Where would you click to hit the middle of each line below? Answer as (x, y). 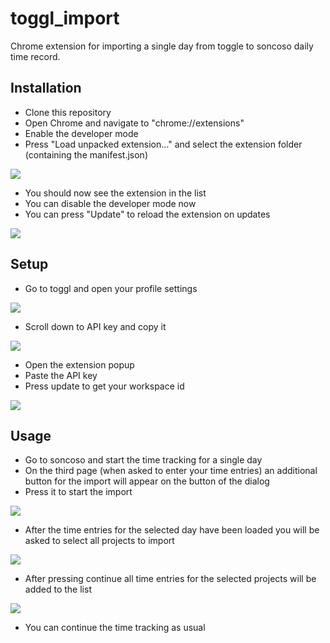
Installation (46, 88)
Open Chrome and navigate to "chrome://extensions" (134, 123)
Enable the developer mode (81, 133)
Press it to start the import (78, 492)
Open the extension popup (79, 364)
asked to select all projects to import (99, 541)
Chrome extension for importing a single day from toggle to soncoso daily (162, 46)
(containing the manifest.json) (86, 154)
